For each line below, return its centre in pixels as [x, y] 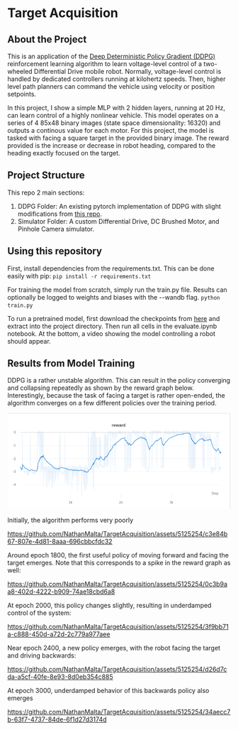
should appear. [29, 341]
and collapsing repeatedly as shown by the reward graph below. [101, 388]
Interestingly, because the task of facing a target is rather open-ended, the [116, 396]
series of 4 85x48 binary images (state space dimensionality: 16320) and [114, 123]
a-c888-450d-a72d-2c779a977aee [59, 634]
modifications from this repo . [60, 214]
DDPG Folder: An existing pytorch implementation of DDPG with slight [119, 206]
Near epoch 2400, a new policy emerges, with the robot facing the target [114, 648]
